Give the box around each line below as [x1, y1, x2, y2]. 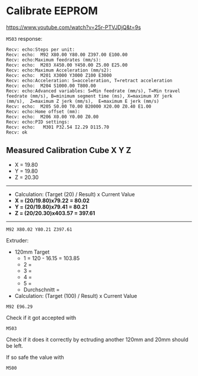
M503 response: [6, 35, 42, 42]
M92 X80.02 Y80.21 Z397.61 [6, 226, 72, 232]
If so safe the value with [6, 354, 64, 361]
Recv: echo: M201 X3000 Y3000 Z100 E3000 [6, 72, 112, 78]
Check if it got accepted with [6, 314, 77, 321]
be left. [6, 342, 24, 349]
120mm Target [14, 248, 50, 255]
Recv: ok [6, 129, 28, 135]
